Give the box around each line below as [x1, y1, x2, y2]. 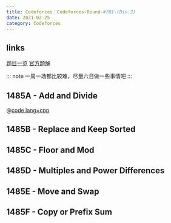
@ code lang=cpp [6, 107, 50, 114]
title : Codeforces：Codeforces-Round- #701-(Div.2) [6, 9, 136, 15]
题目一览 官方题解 [6, 60, 50, 67]
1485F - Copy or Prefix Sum [6, 207, 112, 217]
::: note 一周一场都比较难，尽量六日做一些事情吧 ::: [6, 72, 132, 80]
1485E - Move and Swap [6, 186, 99, 196]
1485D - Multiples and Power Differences [6, 165, 165, 176]
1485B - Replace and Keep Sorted [6, 124, 136, 134]
